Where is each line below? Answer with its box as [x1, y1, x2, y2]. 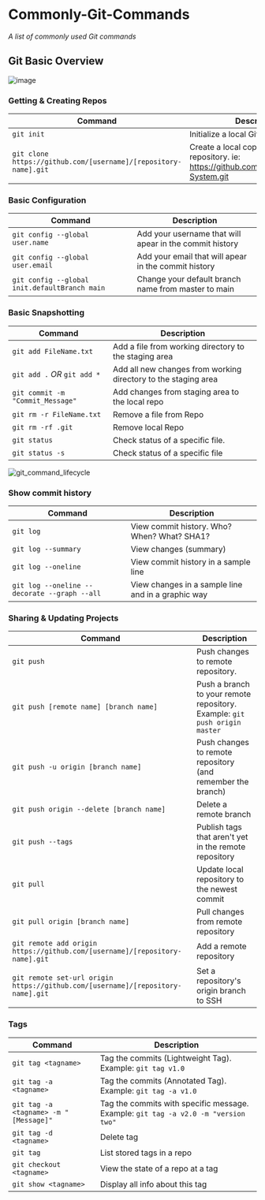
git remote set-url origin [12, 974, 114, 982]
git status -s [12, 448, 65, 457]
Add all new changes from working [113, 363, 242, 375]
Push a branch [196, 679, 250, 690]
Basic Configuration [8, 195, 87, 206]
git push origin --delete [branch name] [12, 805, 166, 814]
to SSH [196, 995, 222, 1006]
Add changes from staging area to [113, 386, 239, 397]
